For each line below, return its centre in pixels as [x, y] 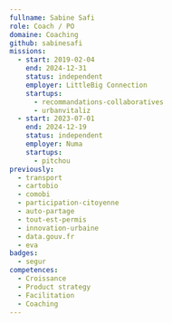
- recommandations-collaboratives [99, 102]
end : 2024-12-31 [57, 69]
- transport [40, 177]
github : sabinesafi [46, 43]
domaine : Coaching [44, 34]
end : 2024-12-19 [57, 128]
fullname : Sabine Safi [52, 18]
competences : [34, 271]
